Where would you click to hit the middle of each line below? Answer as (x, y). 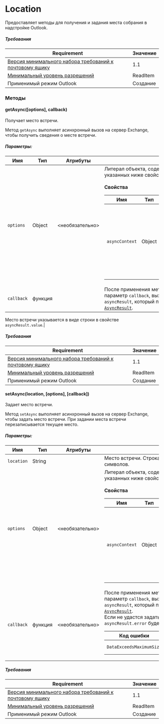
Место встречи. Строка (132, 458)
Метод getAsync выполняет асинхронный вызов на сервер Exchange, (77, 130)
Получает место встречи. (32, 121)
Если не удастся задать (132, 617)
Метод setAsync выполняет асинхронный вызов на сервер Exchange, (77, 414)
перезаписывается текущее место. (42, 424)
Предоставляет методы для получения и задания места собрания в (76, 22)
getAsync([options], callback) (36, 110)
